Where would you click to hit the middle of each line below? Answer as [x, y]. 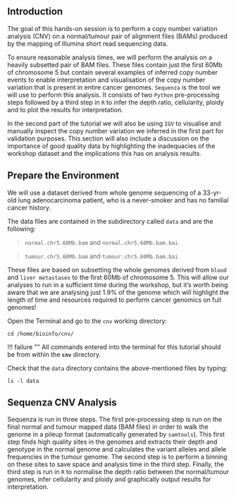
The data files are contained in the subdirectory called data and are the [110, 221]
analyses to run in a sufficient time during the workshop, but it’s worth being [118, 284]
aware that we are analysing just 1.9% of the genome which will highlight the [118, 292]
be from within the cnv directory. [54, 354]
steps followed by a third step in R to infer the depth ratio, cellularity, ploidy [116, 102]
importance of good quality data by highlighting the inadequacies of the [111, 146]
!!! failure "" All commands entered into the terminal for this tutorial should [114, 347]
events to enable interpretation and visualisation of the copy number [106, 80]
